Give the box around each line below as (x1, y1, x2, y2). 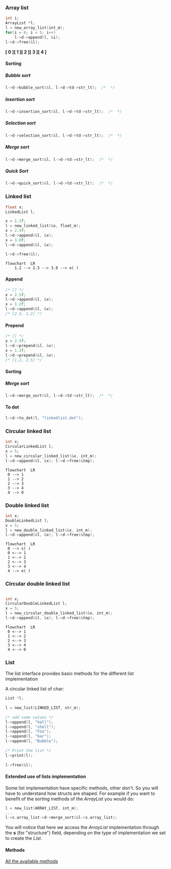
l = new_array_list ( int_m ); (5, 25, 65, 31)
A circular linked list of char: (5, 686, 64, 692)
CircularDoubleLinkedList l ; (5, 601, 67, 606)
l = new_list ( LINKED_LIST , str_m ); (5, 705, 81, 710)
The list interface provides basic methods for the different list (5, 670, 134, 677)
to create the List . (5, 835, 42, 841)
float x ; (5, 204, 24, 210)
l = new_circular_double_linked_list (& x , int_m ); (5, 611, 113, 616)
